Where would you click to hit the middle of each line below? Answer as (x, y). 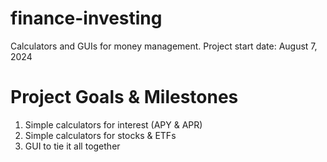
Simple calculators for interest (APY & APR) (113, 124)
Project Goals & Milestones (124, 97)
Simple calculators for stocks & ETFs (100, 135)
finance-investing (86, 18)
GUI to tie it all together (72, 146)
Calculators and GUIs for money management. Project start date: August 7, (164, 46)
